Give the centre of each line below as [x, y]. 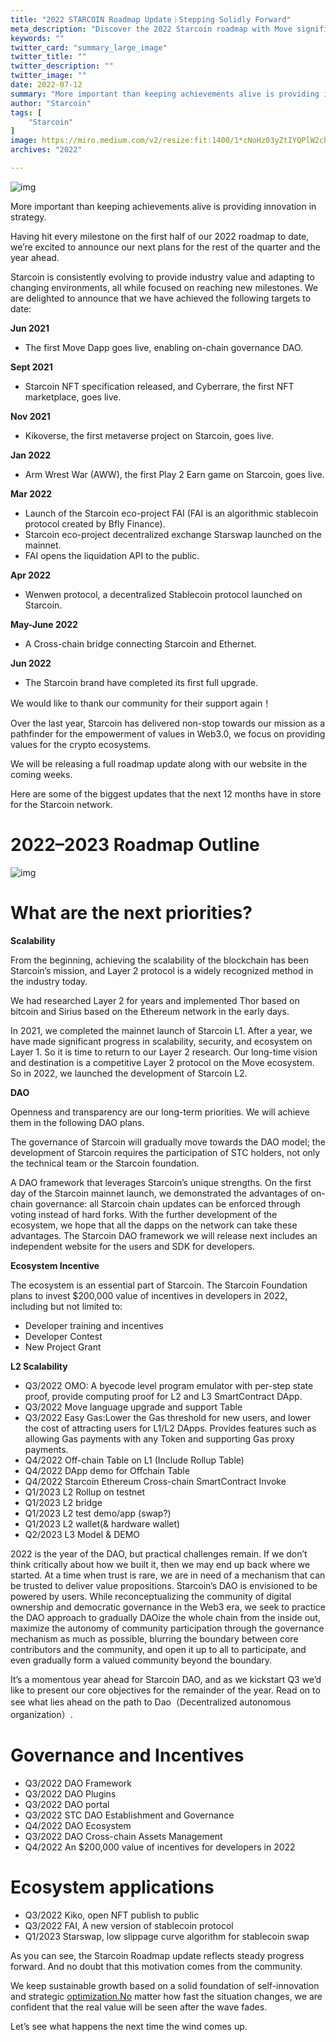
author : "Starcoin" [51, 103]
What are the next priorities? [131, 913]
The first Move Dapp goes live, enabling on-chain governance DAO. [164, 347]
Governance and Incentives [127, 1755]
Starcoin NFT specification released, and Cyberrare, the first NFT [159, 386]
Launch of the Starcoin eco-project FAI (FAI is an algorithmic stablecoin [171, 513]
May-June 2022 [44, 624]
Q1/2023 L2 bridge [63, 1502]
